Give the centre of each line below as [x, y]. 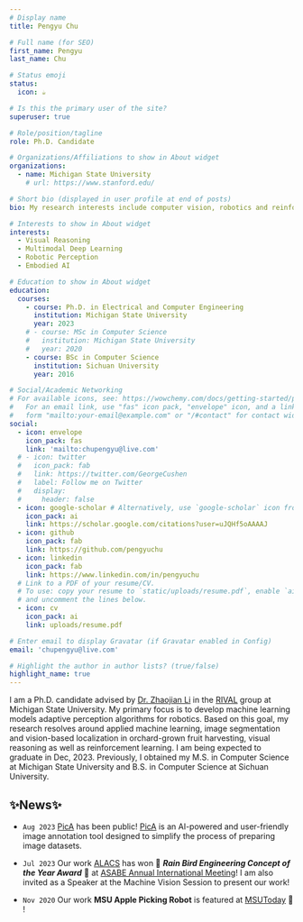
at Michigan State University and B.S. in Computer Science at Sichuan [139, 767]
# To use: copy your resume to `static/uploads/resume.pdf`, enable [149, 591]
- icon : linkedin [50, 558]
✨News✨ [36, 804]
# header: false [56, 499]
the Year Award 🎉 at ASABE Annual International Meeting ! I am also [147, 872]
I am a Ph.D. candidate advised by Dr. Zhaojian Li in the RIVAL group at [141, 700]
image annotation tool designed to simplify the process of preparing [148, 835]
